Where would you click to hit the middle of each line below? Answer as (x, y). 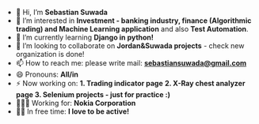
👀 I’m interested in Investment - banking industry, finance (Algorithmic (133, 21)
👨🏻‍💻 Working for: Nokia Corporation (76, 103)
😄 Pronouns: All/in (47, 74)
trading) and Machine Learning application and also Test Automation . (132, 29)
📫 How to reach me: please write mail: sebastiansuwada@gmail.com (131, 63)
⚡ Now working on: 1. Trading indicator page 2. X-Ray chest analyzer (130, 83)
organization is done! (50, 54)
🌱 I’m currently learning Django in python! (85, 37)
